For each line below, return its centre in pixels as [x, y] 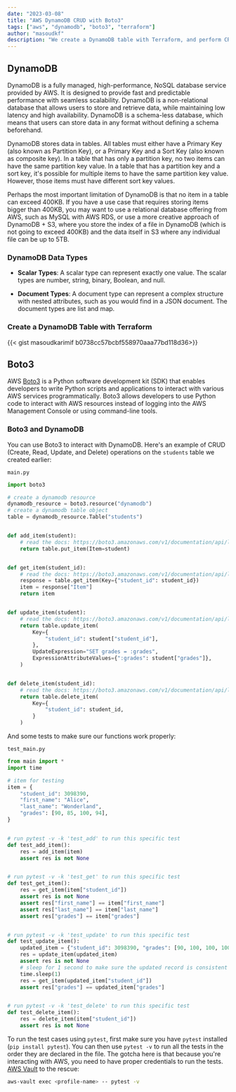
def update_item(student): [47, 613]
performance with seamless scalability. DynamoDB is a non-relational [108, 100]
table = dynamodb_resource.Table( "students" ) [75, 517]
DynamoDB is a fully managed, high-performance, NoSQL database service [117, 85]
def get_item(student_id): [47, 567]
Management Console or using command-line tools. [83, 411]
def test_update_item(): [44, 942]
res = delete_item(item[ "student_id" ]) [78, 1019]
